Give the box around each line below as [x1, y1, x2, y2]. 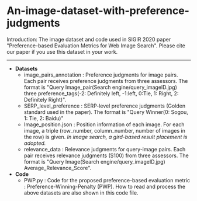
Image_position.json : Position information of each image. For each [23, 121, 185, 128]
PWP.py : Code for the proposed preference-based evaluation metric [23, 176, 191, 183]
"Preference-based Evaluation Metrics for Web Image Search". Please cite [6, 42, 186, 49]
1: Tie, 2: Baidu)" [23, 115, 64, 122]
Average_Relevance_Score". [23, 164, 92, 171]
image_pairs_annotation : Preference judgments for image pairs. [23, 71, 178, 78]
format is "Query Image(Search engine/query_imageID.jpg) [23, 158, 165, 165]
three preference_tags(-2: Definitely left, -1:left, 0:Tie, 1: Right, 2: [23, 89, 179, 97]
